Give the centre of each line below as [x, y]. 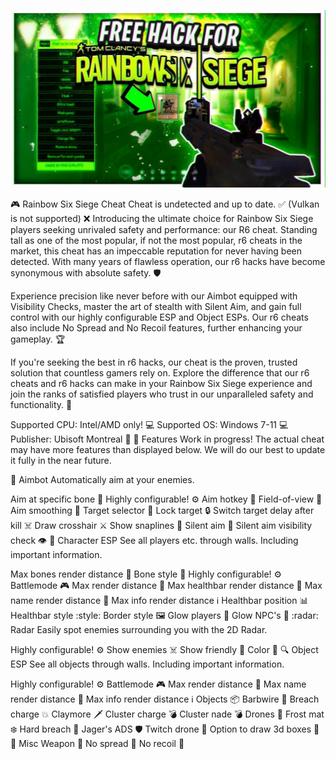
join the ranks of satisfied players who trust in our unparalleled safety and [162, 394]
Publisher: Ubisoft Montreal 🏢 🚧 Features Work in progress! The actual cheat [167, 439]
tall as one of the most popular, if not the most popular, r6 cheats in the [156, 240]
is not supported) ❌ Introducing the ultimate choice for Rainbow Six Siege [162, 218]
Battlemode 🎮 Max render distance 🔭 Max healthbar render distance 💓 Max [166, 585]
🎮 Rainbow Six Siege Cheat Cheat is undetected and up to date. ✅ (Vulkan [165, 204]
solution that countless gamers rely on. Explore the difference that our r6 [160, 372]
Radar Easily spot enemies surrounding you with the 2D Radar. [139, 629]
